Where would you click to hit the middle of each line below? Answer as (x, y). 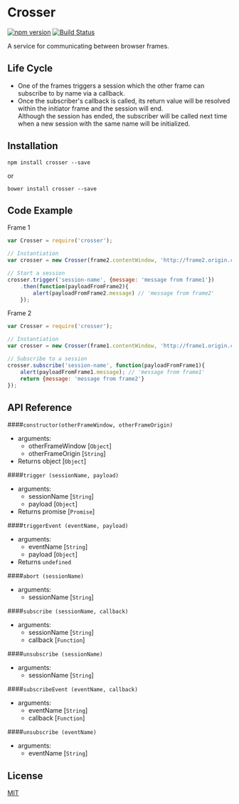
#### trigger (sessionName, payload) (63, 475)
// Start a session (36, 273)
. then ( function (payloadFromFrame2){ (75, 286)
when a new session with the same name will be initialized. (104, 123)
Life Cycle (30, 68)
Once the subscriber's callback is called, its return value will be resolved (124, 101)
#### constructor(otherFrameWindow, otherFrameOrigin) (90, 424)
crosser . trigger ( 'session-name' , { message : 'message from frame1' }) (111, 280)
